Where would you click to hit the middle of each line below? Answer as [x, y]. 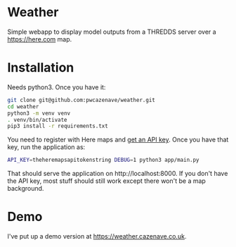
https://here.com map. [40, 39]
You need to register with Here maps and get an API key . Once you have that [118, 140]
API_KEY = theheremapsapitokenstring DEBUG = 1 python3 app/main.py [103, 160]
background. [26, 189]
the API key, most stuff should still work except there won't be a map [106, 181]
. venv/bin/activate [38, 120]
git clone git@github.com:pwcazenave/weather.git [81, 100]
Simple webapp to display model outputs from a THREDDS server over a [112, 32]
